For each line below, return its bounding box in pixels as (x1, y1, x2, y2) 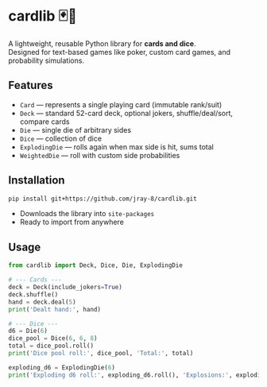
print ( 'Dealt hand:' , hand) (8, 305, 102, 313)
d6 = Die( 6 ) (8, 327, 48, 335)
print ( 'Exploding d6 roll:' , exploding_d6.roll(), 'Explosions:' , (8, 371, 233, 379)
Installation (8, 173, 65, 188)
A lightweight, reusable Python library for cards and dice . (8, 38, 196, 48)
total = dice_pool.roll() (8, 342, 94, 350)
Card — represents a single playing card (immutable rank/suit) (19, 99, 222, 109)
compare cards (19, 117, 70, 126)
